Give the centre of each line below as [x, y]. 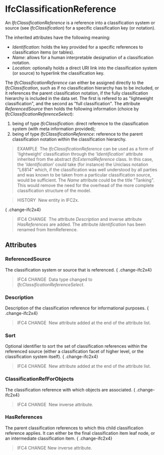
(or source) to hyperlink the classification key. [58, 73]
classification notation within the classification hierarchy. [69, 139]
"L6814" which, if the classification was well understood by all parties [87, 169]
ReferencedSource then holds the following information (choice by [72, 109]
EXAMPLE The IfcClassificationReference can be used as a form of [85, 149]
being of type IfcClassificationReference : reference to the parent [77, 134]
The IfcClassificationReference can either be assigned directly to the [74, 83]
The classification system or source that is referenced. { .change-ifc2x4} [79, 270]
